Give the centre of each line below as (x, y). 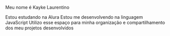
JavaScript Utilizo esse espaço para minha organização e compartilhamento (85, 23)
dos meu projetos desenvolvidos (39, 28)
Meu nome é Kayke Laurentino (37, 7)
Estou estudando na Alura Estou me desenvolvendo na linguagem (74, 17)
